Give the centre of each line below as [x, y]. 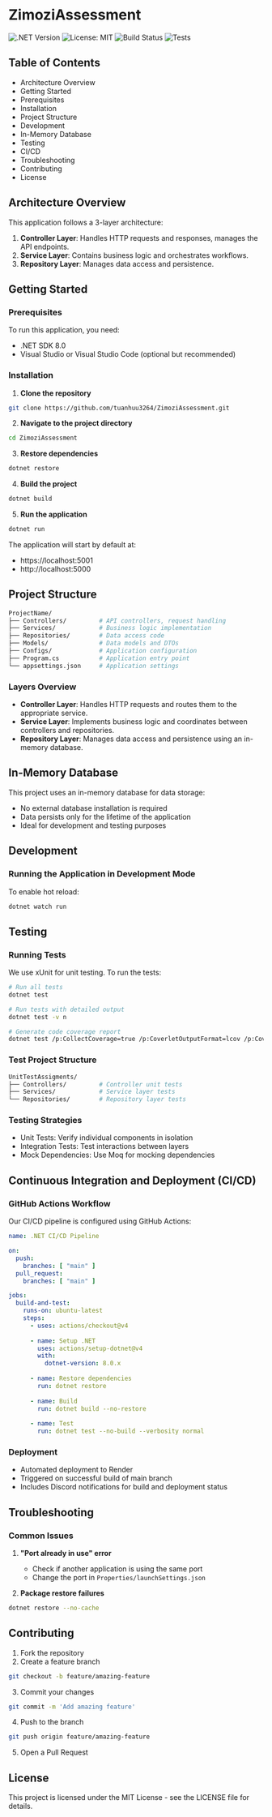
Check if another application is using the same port [117, 1568]
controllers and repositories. [67, 731]
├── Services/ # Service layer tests [92, 1092]
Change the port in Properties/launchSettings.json [119, 1577]
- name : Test [52, 1424]
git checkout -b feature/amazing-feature [79, 1676]
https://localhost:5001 [56, 560]
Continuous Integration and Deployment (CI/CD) [132, 1180]
